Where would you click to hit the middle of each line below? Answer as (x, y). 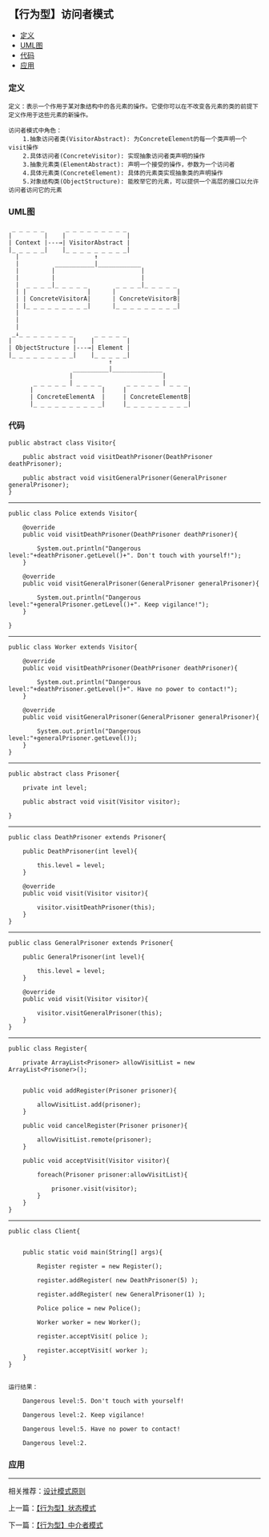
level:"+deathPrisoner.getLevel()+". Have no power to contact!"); (123, 689)
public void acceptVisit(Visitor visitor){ (96, 1161)
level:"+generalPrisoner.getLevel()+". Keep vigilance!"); (109, 604)
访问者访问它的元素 (35, 191)
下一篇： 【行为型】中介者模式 (56, 1525)
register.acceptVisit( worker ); (93, 1350)
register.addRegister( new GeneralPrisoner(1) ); (121, 1294)
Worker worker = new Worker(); (89, 1322)
